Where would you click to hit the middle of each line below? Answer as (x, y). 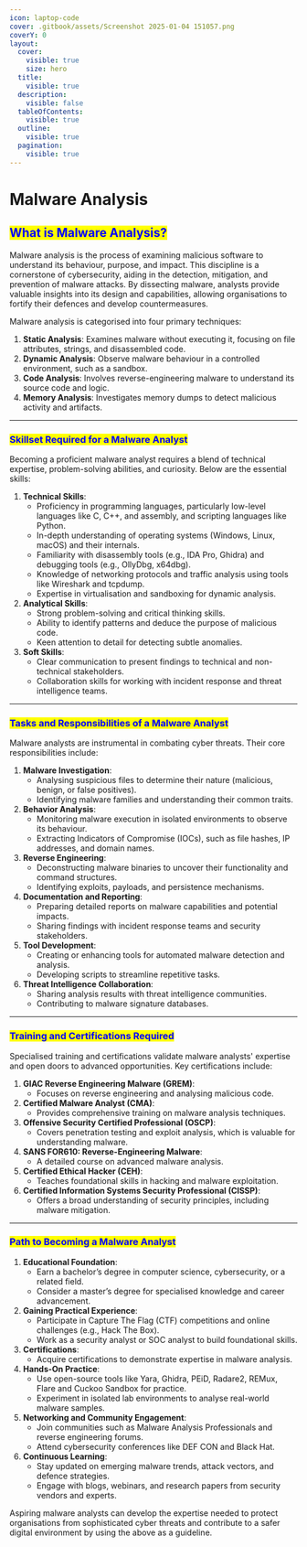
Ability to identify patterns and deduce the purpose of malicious (156, 622)
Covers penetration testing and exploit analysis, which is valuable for (166, 1132)
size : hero (47, 70)
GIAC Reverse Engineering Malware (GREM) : (109, 1083)
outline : (34, 129)
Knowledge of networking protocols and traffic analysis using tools (163, 574)
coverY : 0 (28, 35)
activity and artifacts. (63, 407)
